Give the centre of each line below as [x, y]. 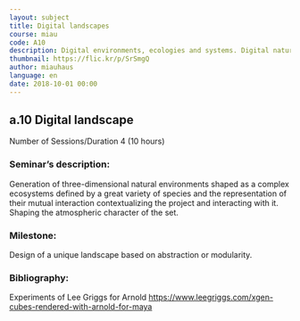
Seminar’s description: [59, 164]
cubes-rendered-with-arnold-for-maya [81, 307]
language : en [33, 76]
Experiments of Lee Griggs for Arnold [78, 297]
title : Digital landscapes [59, 26]
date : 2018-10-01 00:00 [54, 84]
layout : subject [39, 17]
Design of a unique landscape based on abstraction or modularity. [131, 255]
